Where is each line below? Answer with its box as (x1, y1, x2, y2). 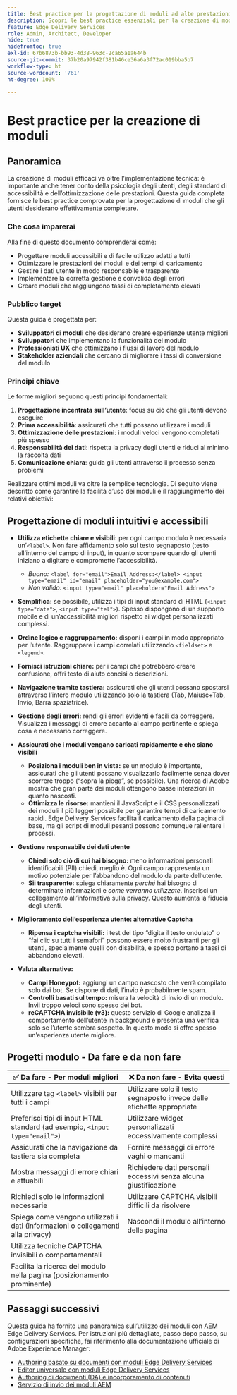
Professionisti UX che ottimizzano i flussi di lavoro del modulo (17, 343, 200, 352)
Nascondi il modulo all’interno (127, 1216, 226, 1226)
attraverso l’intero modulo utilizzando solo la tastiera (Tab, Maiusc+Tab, (17, 690, 226, 699)
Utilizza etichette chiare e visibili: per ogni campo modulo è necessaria (17, 534, 227, 542)
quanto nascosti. (28, 791, 77, 800)
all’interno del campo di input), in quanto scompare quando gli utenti (17, 549, 217, 557)
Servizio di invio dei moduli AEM (17, 1380, 111, 1389)
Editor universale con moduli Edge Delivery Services (17, 1365, 170, 1374)
